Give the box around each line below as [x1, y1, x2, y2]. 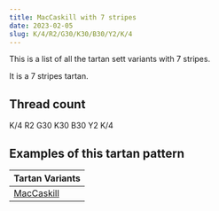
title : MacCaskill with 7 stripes [9, 12, 137, 22]
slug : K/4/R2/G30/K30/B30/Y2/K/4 [9, 29, 133, 38]
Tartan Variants [13, 172, 82, 184]
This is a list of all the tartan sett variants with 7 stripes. [9, 54, 211, 65]
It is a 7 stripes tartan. [9, 71, 89, 82]
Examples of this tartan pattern [9, 145, 184, 160]
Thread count [9, 97, 86, 112]
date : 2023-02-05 [9, 21, 74, 30]
